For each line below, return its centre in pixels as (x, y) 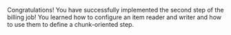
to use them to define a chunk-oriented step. (71, 24)
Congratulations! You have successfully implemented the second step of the (115, 10)
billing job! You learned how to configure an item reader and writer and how (114, 17)
